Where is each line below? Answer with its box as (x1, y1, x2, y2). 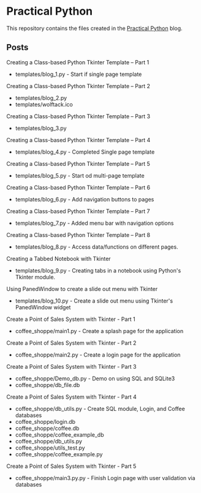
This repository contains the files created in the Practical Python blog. (6, 24, 183, 32)
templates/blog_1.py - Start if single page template (15, 70, 142, 78)
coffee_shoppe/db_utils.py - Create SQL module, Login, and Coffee (15, 405, 185, 412)
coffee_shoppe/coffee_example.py (15, 450, 103, 457)
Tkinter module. (15, 273, 56, 280)
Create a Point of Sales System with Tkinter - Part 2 (6, 339, 137, 347)
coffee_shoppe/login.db (15, 418, 75, 425)
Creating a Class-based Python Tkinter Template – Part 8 (6, 231, 151, 238)
